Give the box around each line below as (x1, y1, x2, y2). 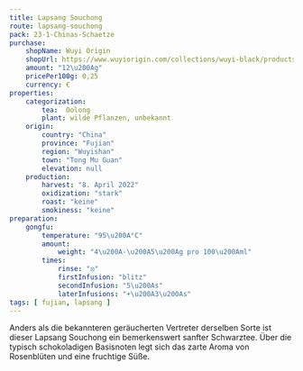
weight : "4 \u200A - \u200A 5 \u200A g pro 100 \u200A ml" (57, 248, 252, 257)
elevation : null (41, 164, 103, 173)
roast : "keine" (41, 197, 99, 207)
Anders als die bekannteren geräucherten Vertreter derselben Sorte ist (9, 322, 272, 333)
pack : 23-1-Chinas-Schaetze (9, 30, 115, 39)
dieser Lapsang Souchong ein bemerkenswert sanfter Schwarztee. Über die (9, 332, 292, 343)
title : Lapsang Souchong (9, 13, 103, 23)
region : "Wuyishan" (41, 147, 115, 156)
